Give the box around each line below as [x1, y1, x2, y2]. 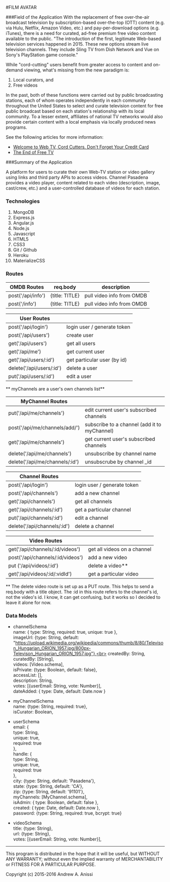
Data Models [6, 612, 37, 619]
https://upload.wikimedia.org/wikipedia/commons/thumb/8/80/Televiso [15, 639, 163, 645]
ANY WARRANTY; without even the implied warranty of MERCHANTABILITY [6, 856, 163, 862]
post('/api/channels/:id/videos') [8, 554, 84, 561]
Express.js [13, 215, 35, 221]
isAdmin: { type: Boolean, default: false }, [13, 799, 99, 805]
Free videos [13, 82, 38, 88]
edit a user [66, 372, 92, 379]
